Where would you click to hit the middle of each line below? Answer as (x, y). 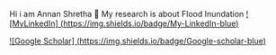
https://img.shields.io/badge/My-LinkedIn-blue (149, 23)
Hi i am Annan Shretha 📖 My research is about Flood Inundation (127, 14)
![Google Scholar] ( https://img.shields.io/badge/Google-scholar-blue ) (138, 41)
